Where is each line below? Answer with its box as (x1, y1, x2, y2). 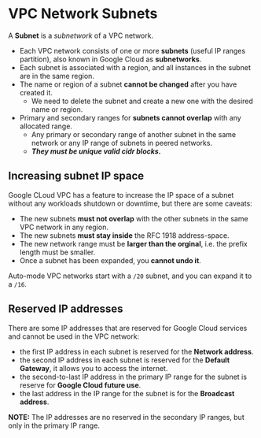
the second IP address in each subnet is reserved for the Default (19, 355, 230, 365)
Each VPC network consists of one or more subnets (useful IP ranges (19, 46, 246, 55)
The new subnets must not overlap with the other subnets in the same (19, 213, 249, 223)
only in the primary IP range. (8, 421, 101, 430)
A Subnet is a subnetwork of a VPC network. (8, 31, 154, 40)
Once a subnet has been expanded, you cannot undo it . (19, 255, 202, 265)
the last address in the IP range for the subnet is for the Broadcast (19, 388, 235, 398)
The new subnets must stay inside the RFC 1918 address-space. (19, 230, 230, 240)
